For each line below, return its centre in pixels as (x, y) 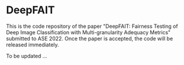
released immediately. (33, 45)
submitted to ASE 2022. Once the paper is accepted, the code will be (90, 38)
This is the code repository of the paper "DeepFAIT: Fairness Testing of (92, 26)
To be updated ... (27, 56)
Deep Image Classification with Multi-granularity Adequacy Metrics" (88, 32)
